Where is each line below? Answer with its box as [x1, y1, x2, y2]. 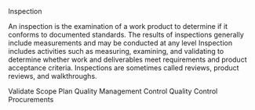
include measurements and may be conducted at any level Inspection [8, 38, 233, 48]
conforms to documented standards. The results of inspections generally [8, 30, 245, 39]
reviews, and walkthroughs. [8, 72, 97, 80]
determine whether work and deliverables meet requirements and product [8, 55, 247, 64]
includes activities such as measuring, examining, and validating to [8, 47, 224, 55]
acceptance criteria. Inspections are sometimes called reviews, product [8, 63, 239, 73]
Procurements [8, 95, 54, 104]
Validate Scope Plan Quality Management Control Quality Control [8, 87, 218, 96]
